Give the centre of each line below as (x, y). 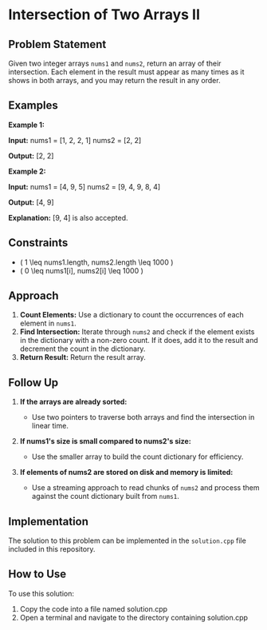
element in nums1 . (48, 323)
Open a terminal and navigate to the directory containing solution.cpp (134, 617)
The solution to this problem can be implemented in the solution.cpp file (128, 540)
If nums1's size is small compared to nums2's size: (105, 441)
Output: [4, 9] (31, 202)
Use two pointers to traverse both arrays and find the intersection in (143, 417)
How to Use (37, 574)
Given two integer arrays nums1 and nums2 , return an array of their (115, 63)
